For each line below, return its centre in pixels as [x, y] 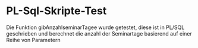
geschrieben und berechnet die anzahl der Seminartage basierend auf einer [99, 33]
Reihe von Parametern [33, 40]
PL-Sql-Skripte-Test [56, 11]
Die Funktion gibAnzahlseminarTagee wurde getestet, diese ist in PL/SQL [95, 27]
